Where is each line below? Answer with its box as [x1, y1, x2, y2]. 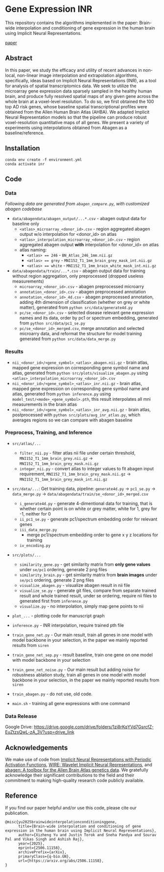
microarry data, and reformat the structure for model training [19, 331, 142, 337]
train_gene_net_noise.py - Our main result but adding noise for [12, 666, 141, 673]
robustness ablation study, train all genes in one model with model [12, 672, 146, 678]
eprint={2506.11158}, [18, 845, 63, 850]
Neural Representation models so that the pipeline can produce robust [5, 114, 147, 120]
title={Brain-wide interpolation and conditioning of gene [18, 824, 141, 829]
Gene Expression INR [5, 3, 93, 15]
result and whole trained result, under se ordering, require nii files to [19, 592, 157, 599]
